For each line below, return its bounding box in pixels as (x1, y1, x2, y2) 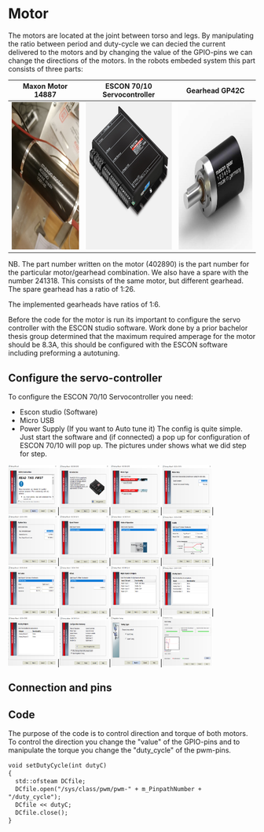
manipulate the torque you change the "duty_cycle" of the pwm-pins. (8, 745, 232, 755)
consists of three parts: (8, 64, 84, 73)
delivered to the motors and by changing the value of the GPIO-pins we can (8, 47, 253, 57)
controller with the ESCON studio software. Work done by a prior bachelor (8, 323, 248, 333)
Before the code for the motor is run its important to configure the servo (8, 315, 241, 325)
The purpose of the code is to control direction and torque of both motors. (8, 729, 248, 738)
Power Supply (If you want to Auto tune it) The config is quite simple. (19, 424, 243, 433)
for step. (19, 449, 47, 458)
